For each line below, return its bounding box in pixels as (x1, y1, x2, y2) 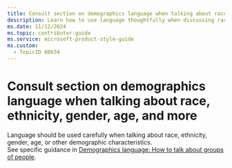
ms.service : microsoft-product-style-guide (7, 36, 135, 43)
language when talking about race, (7, 93, 211, 109)
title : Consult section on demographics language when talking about (7, 10, 212, 17)
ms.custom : (7, 42, 39, 49)
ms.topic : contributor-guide (7, 29, 91, 37)
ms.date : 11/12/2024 (7, 23, 67, 30)
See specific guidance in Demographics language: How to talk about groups (7, 145, 224, 153)
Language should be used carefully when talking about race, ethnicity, (7, 131, 207, 139)
